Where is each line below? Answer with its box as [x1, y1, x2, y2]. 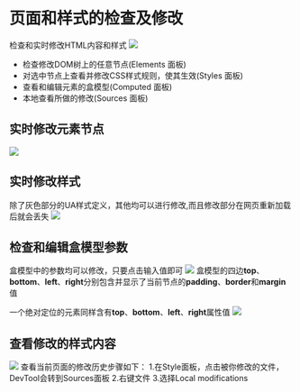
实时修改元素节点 [9, 122, 105, 137]
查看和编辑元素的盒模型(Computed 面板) [22, 81, 173, 92]
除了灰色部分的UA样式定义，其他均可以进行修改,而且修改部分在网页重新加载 [9, 199, 291, 210]
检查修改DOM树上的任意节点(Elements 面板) [22, 59, 186, 69]
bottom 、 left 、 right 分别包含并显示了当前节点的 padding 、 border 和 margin [9, 277, 286, 287]
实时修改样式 [9, 174, 81, 189]
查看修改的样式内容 [9, 335, 116, 351]
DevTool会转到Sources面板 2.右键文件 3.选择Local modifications [9, 373, 249, 384]
